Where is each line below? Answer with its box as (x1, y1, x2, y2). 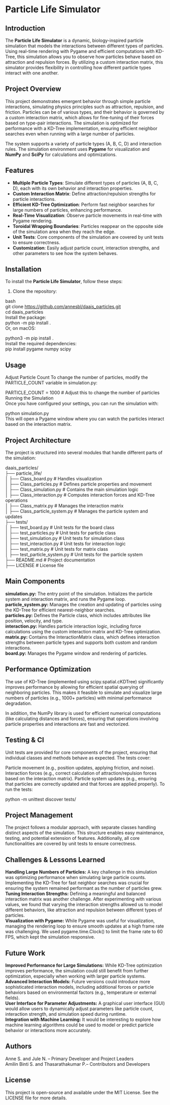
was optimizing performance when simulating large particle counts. (5, 875, 146, 881)
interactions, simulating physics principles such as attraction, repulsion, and (5, 104, 164, 110)
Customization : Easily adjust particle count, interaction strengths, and (12, 245, 160, 251)
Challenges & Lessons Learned (5, 855, 106, 864)
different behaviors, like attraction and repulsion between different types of (5, 907, 162, 913)
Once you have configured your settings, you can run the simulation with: (5, 400, 159, 406)
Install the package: (5, 315, 47, 321)
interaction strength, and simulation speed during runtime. (5, 1011, 127, 1017)
